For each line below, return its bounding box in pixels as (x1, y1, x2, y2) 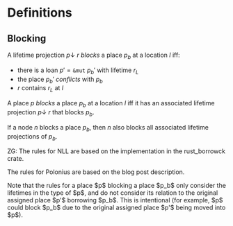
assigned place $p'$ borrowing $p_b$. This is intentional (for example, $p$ (7, 196, 224, 205)
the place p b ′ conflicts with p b (17, 75, 103, 85)
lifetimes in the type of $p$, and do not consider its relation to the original (7, 189, 218, 197)
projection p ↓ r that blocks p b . (7, 107, 95, 118)
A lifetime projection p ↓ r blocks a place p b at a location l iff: (7, 51, 181, 60)
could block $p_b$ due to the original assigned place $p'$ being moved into (7, 203, 226, 212)
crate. (7, 155, 24, 163)
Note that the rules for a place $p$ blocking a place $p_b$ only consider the (7, 182, 226, 190)
